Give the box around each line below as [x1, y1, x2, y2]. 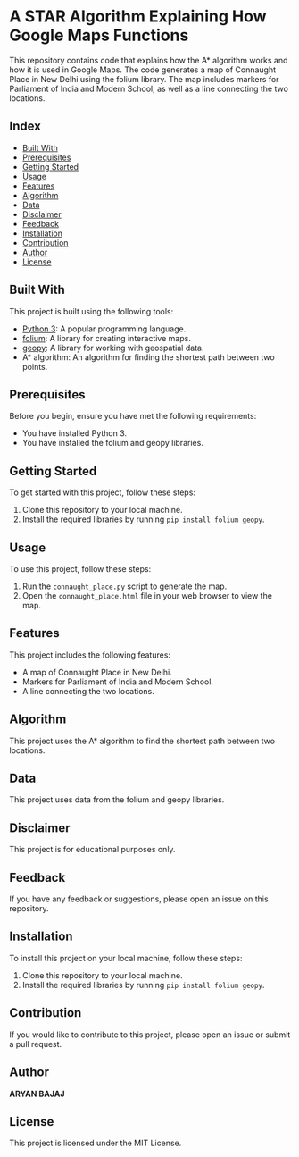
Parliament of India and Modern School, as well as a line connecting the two [9, 83, 288, 94]
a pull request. [9, 1038, 62, 1049]
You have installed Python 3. [21, 428, 128, 439]
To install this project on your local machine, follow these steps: [9, 952, 243, 963]
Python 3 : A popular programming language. [21, 323, 187, 334]
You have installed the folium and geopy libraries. [21, 438, 203, 449]
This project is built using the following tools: [9, 306, 174, 316]
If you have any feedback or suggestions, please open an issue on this [9, 893, 270, 904]
